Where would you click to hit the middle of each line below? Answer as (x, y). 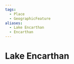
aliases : (14, 23)
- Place (17, 14)
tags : (10, 9)
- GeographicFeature (30, 18)
